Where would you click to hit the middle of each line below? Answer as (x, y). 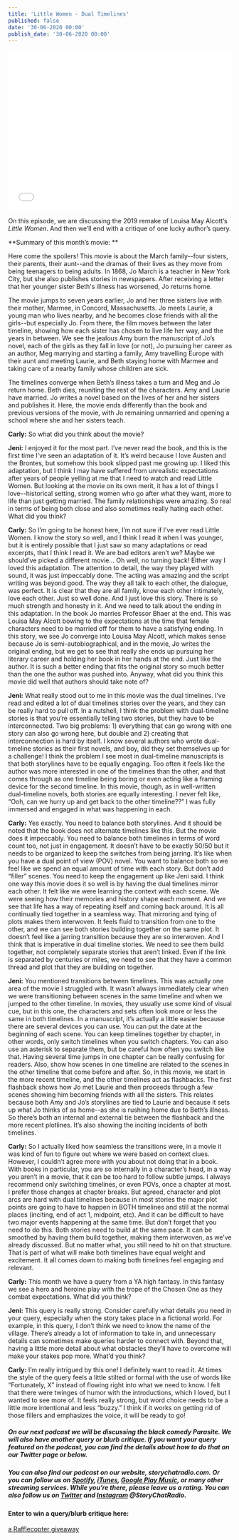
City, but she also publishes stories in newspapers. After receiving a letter (116, 279)
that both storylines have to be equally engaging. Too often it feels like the (117, 764)
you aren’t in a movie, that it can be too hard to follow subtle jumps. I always (119, 1177)
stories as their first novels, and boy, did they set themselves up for (131, 749)
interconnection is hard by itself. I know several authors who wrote (105, 741)
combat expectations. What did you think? (70, 1297)
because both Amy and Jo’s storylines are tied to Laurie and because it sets (119, 1103)
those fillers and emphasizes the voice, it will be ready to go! (97, 1415)
